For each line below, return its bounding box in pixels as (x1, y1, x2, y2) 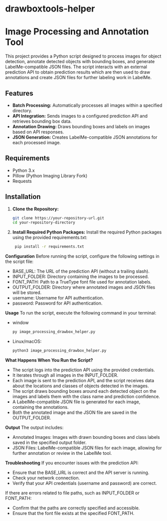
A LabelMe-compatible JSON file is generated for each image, (12, 399, 141, 405)
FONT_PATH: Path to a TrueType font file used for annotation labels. (12, 279, 152, 285)
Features (5, 89, 33, 98)
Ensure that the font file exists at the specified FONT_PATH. (12, 510, 135, 516)
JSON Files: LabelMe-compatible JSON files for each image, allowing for (12, 444, 162, 451)
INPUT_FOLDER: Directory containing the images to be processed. (12, 274, 149, 280)
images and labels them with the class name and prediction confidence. (12, 393, 161, 399)
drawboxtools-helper (5, 3, 95, 15)
